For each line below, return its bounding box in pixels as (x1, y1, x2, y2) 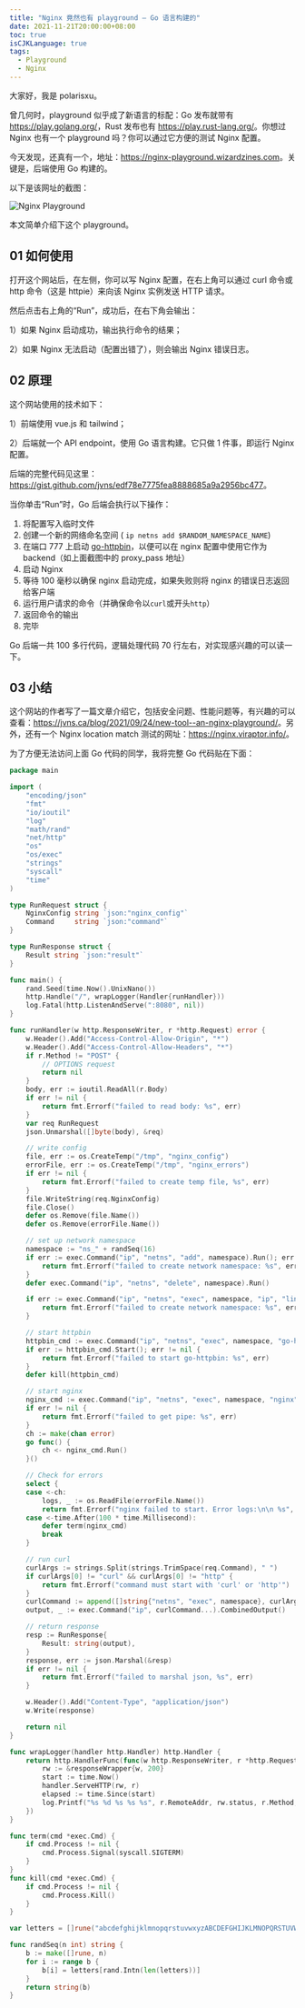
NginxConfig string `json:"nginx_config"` (25, 909, 189, 919)
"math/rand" (25, 825, 71, 834)
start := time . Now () (42, 1772, 120, 1782)
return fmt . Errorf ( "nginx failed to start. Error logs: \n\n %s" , (42, 1504, 295, 1514)
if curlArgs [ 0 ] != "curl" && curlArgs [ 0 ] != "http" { (25, 1571, 233, 1581)
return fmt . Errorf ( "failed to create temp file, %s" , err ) (42, 1177, 271, 1187)
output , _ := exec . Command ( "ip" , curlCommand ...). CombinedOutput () (25, 1606, 286, 1615)
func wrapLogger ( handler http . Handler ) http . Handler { (9, 1747, 221, 1756)
